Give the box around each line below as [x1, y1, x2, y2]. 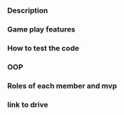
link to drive [7, 100, 48, 109]
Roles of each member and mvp [7, 81, 118, 90]
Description [7, 6, 48, 15]
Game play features [7, 24, 76, 34]
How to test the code [7, 43, 79, 53]
